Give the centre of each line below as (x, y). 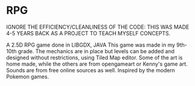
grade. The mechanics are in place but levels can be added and (96, 51)
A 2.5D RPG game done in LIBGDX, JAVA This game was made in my (91, 45)
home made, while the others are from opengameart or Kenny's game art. (97, 64)
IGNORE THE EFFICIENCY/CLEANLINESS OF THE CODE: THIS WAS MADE (98, 27)
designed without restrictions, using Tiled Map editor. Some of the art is (95, 57)
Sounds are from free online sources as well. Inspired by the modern (91, 70)
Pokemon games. (28, 76)
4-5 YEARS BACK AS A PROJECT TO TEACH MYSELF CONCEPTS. (88, 33)
